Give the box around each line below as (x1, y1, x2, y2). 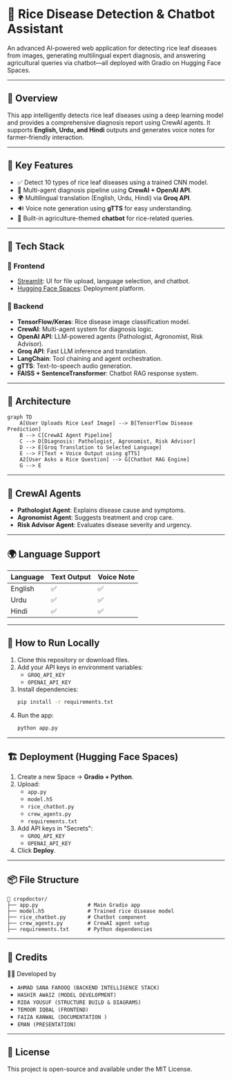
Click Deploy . (17, 847, 57, 855)
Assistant (7, 21, 64, 37)
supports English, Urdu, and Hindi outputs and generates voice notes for (7, 125, 215, 134)
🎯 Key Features (7, 159, 74, 172)
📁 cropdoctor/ (7, 896, 48, 903)
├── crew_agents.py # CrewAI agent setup (7, 920, 150, 927)
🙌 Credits (7, 951, 48, 963)
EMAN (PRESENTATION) (17, 1021, 77, 1028)
